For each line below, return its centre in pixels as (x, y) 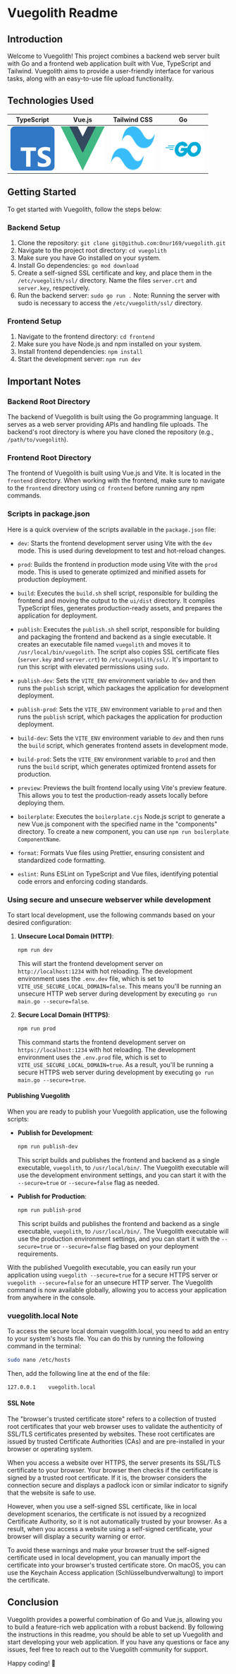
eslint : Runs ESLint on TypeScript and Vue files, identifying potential (118, 873)
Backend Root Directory (49, 401)
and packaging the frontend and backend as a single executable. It (114, 637)
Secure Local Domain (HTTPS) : (64, 1015)
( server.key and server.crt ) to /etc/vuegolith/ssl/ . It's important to (118, 659)
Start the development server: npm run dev (79, 359)
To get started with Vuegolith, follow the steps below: (85, 209)
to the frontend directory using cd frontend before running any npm (106, 488)
